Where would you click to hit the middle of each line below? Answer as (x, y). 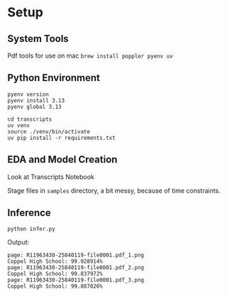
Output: (18, 242)
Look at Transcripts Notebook (51, 177)
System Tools (38, 39)
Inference (29, 213)
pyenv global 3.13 (34, 107)
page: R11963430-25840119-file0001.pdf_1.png (76, 255)
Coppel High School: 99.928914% (55, 261)
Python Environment (54, 78)
